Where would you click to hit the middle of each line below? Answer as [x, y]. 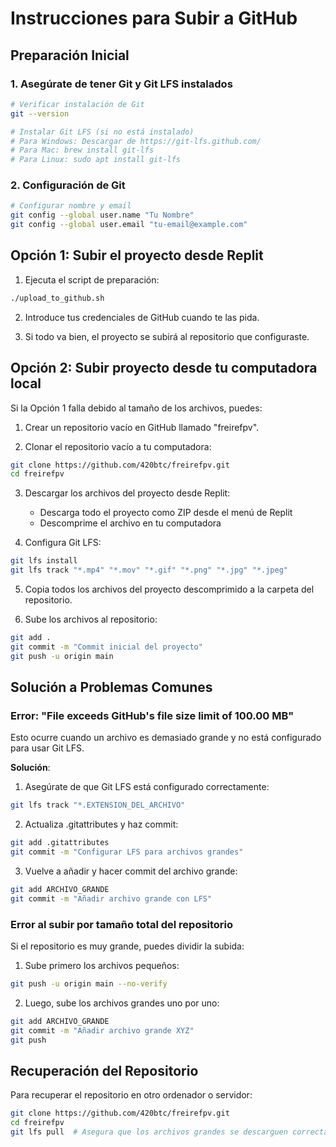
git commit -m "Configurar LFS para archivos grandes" [127, 852]
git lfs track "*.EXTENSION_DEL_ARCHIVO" [98, 805]
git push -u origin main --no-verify [89, 984]
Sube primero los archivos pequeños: [102, 966]
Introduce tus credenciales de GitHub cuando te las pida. [142, 317]
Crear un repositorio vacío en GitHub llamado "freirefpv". [142, 427]
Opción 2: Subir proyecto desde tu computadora [164, 368]
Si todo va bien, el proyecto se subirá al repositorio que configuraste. [167, 336]
